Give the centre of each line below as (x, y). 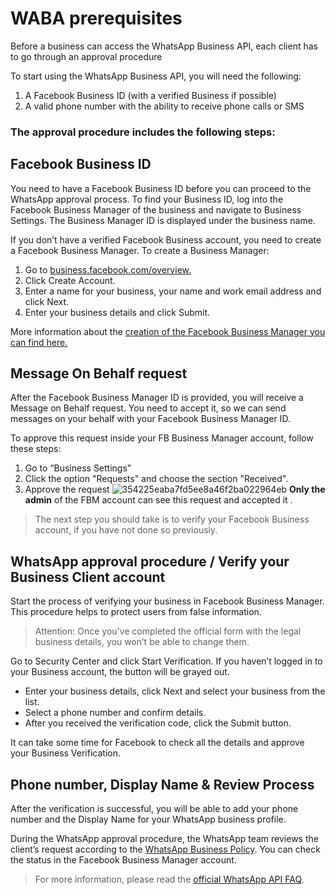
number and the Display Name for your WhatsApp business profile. (148, 819)
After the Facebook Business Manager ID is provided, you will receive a (157, 398)
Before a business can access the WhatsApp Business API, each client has (164, 46)
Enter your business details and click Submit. (117, 312)
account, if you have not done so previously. (126, 530)
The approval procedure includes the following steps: (143, 132)
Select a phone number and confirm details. (115, 713)
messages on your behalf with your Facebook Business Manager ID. (150, 419)
